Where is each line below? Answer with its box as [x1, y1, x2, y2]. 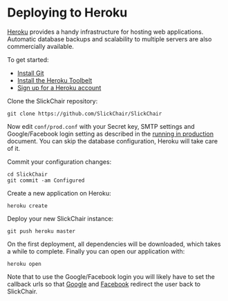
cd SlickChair [7, 171, 48, 178]
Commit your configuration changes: [7, 157, 112, 166]
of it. [7, 144, 21, 152]
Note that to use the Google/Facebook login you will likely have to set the [7, 272, 216, 280]
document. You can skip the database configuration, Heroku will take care [7, 136, 218, 145]
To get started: [7, 55, 50, 63]
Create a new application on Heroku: [7, 189, 112, 197]
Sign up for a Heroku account [17, 83, 102, 92]
